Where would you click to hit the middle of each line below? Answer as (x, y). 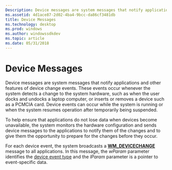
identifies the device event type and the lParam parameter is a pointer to (82, 157)
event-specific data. (26, 162)
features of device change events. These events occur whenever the (78, 88)
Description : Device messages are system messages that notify (74, 10)
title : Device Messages (31, 19)
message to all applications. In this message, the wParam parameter (77, 151)
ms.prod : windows (24, 29)
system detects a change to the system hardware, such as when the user (83, 93)
